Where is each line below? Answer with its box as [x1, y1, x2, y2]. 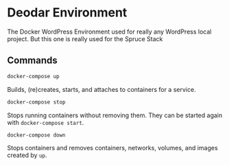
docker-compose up [7, 73, 60, 80]
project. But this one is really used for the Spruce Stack [7, 34, 163, 43]
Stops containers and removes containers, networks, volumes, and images [7, 144, 218, 152]
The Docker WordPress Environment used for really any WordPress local [7, 27, 212, 36]
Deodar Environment [7, 5, 128, 21]
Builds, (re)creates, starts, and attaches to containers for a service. [7, 85, 197, 93]
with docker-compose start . [7, 118, 84, 126]
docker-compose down [7, 132, 67, 139]
